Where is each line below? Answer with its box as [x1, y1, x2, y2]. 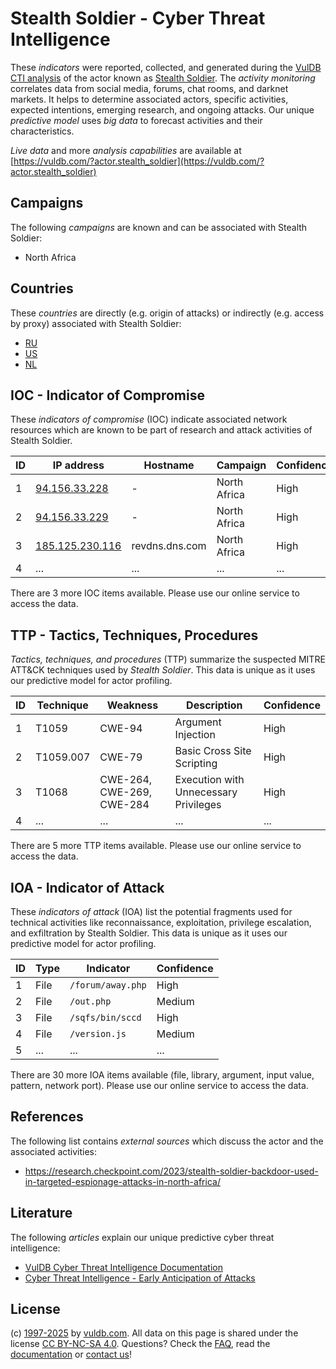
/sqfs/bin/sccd [69, 1012, 142, 1023]
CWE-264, [99, 773, 153, 787]
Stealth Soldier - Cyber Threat [10, 7, 266, 30]
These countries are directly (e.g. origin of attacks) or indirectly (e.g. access [10, 307, 325, 319]
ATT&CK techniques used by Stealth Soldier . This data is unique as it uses [10, 664, 316, 676]
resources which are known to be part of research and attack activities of [10, 424, 313, 436]
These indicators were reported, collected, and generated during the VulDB [10, 61, 322, 73]
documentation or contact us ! [10, 1348, 133, 1361]
